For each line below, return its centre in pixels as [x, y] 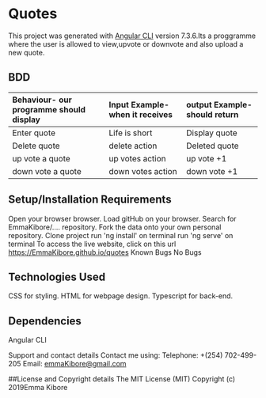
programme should [49, 109]
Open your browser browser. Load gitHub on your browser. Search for [122, 218]
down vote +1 [212, 171]
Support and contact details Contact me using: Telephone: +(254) [116, 355]
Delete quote [36, 146]
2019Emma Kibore [38, 388]
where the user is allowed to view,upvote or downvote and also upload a [126, 44]
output [199, 104]
